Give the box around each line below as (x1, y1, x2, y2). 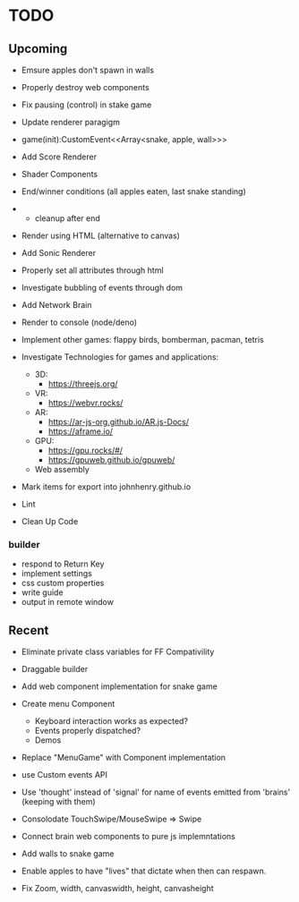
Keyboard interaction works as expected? (34, 716, 189, 727)
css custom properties (21, 578, 105, 589)
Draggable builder (21, 664, 89, 675)
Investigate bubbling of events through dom (21, 283, 184, 293)
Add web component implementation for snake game (21, 681, 218, 692)
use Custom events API (21, 770, 108, 780)
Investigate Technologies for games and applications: (21, 352, 219, 362)
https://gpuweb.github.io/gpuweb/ (47, 455, 175, 465)
